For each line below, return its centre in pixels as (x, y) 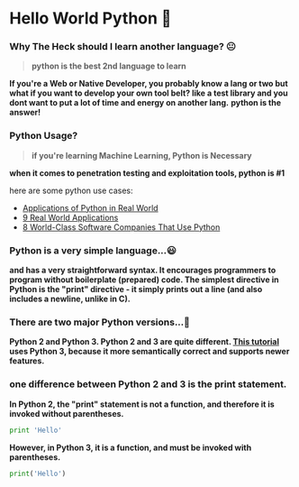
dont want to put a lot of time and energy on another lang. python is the (145, 103)
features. (27, 361)
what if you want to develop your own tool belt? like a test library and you (149, 93)
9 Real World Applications (70, 217)
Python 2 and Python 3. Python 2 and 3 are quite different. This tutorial (144, 342)
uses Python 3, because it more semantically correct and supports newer (149, 352)
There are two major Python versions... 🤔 (100, 322)
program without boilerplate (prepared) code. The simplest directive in (144, 280)
